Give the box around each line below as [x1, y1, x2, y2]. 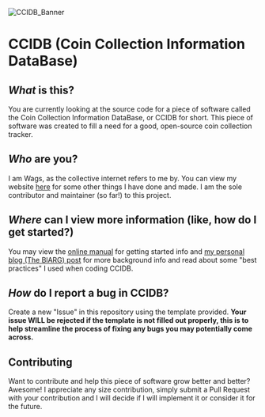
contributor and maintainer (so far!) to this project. [8, 190, 172, 199]
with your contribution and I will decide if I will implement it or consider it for [8, 393, 256, 403]
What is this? [8, 83, 75, 97]
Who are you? [8, 153, 78, 166]
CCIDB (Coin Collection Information [8, 36, 245, 53]
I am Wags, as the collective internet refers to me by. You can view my [8, 173, 237, 183]
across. [8, 332, 34, 342]
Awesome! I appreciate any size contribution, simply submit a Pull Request [8, 385, 251, 395]
